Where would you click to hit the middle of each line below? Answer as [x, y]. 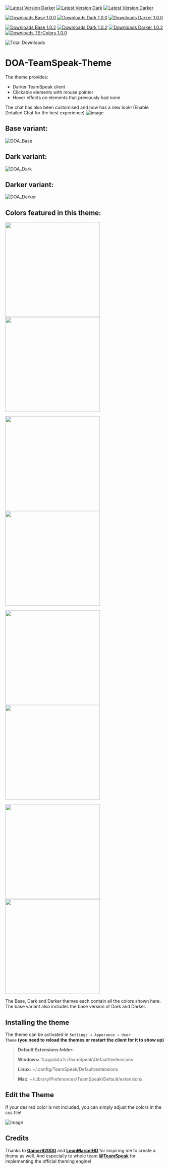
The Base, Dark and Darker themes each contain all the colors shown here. [83, 1001]
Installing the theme [37, 1022]
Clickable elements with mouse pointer [53, 92]
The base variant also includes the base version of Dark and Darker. [76, 1007]
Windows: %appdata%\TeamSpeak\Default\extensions [75, 1060]
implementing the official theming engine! [48, 1161]
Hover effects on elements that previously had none [66, 97]
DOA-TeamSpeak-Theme [59, 63]
